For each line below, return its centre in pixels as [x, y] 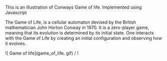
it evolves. [16, 43]
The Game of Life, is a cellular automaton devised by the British [71, 22]
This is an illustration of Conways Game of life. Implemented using [73, 7]
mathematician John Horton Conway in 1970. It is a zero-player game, [77, 27]
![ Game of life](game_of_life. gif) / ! [42, 53]
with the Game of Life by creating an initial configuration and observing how [83, 38]
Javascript [16, 12]
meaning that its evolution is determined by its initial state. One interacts [79, 33]
